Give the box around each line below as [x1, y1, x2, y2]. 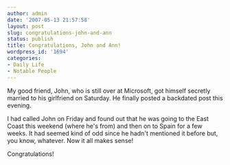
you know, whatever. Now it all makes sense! [7, 136, 134, 144]
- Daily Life [7, 61, 45, 68]
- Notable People [7, 67, 57, 74]
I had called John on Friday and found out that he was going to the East [7, 114, 209, 122]
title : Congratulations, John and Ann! [7, 42, 122, 49]
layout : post [7, 23, 45, 30]
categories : [7, 55, 41, 62]
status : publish [7, 36, 54, 43]
